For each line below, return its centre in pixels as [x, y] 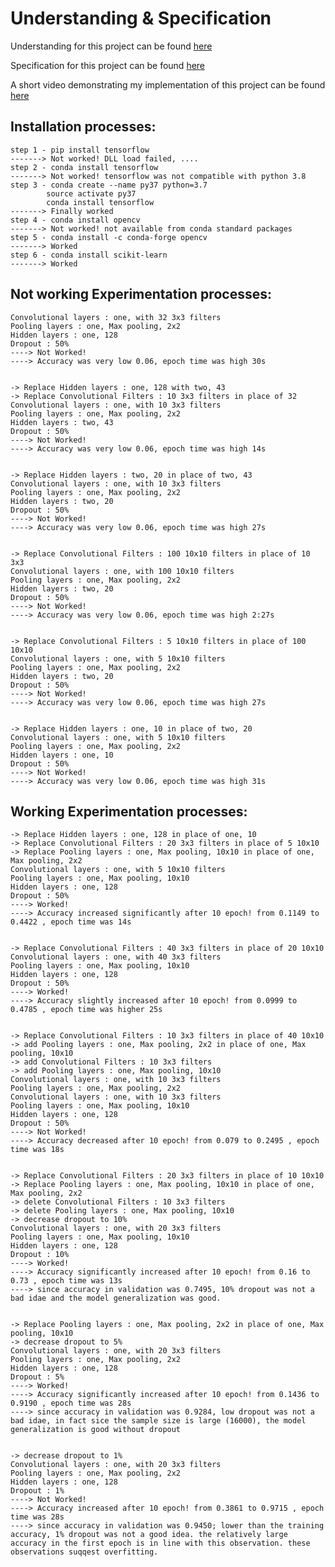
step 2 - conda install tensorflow [84, 167]
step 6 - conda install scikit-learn [89, 255]
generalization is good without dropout [96, 1430]
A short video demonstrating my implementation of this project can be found [168, 84]
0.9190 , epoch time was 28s [71, 1403]
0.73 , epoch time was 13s [66, 1281]
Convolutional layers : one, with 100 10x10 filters [122, 571]
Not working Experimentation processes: [141, 294]
